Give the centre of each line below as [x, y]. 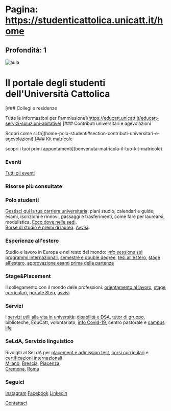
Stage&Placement [28, 276]
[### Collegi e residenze [31, 108]
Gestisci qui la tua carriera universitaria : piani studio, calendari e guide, [80, 211]
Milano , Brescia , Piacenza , [33, 363]
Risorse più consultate [34, 186]
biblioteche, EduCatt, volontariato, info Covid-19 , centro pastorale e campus [85, 322]
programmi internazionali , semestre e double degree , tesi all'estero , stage [83, 257]
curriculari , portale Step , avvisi [38, 293]
